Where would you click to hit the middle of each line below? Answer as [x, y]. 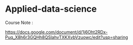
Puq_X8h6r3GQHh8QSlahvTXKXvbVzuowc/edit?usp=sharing [66, 37]
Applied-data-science [51, 9]
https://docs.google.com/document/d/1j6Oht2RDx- [56, 32]
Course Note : [19, 22]
